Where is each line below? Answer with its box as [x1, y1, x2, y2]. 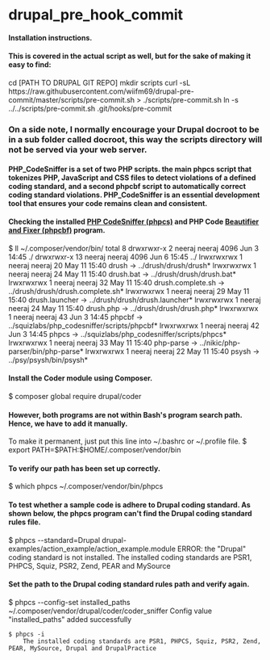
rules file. [8, 517, 41, 527]
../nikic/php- [199, 338, 241, 347]
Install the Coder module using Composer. [8, 373, 153, 383]
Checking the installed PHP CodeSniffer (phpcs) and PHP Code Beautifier [8, 216, 260, 227]
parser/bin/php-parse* [8, 346, 84, 356]
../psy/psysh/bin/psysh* [8, 355, 89, 364]
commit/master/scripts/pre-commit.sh [8, 95, 135, 104]
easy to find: [8, 60, 52, 69]
